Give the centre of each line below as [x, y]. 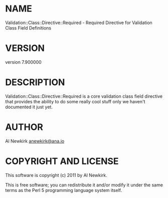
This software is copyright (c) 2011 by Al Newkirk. [56, 175]
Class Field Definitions [28, 28]
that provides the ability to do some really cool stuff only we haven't [75, 101]
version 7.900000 [23, 62]
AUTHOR [24, 127]
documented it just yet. [29, 107]
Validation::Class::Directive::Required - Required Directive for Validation [79, 23]
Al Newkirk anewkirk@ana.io [35, 141]
